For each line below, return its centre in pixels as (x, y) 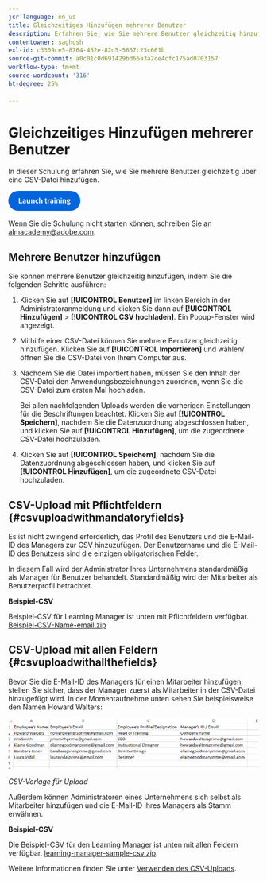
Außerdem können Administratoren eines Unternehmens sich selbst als (125, 797)
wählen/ (231, 349)
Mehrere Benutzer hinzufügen (85, 257)
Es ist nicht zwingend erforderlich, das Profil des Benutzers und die (118, 537)
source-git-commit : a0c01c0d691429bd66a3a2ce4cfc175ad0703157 (113, 59)
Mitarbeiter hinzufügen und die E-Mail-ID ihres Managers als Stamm (120, 805)
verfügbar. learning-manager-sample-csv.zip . (83, 853)
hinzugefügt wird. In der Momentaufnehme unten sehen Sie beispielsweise (131, 698)
